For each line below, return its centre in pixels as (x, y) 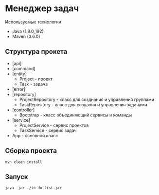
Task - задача (34, 84)
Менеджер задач (42, 8)
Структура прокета (36, 52)
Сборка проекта (31, 151)
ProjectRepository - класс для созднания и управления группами (87, 99)
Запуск (17, 177)
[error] (19, 89)
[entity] (19, 74)
